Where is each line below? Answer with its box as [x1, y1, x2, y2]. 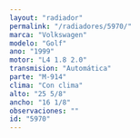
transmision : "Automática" [9, 64, 112, 74]
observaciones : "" [9, 106, 79, 115]
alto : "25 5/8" [9, 89, 67, 98]
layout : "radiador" [9, 13, 84, 23]
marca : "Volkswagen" [9, 30, 88, 39]
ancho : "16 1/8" [9, 97, 71, 107]
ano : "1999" [9, 47, 55, 56]
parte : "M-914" [9, 73, 67, 82]
